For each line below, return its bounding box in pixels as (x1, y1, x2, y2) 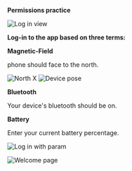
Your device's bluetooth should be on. (7, 101, 117, 110)
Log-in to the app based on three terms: (7, 33, 126, 42)
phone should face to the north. (7, 61, 99, 69)
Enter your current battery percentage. (7, 129, 119, 137)
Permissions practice (7, 6, 71, 14)
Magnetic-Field (7, 47, 53, 55)
